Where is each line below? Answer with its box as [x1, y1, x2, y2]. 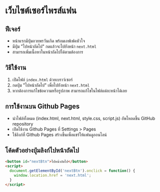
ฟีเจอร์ [5, 25, 21, 33]
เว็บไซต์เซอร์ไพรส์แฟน [5, 5, 77, 16]
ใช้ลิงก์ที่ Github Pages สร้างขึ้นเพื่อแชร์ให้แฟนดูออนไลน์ [12, 131, 107, 137]
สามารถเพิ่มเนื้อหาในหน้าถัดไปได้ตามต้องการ [12, 49, 84, 55]
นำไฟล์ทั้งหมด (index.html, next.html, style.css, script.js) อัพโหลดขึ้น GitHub [12, 115, 156, 121]
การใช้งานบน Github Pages [5, 102, 80, 111]
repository [12, 121, 33, 127]
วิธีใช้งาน [5, 64, 27, 72]
